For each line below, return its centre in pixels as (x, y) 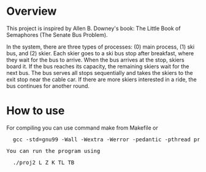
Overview (32, 11)
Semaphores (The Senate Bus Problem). (57, 34)
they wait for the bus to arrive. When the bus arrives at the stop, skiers (96, 60)
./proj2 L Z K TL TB (44, 162)
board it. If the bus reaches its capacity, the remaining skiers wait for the (98, 66)
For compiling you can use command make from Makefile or (82, 128)
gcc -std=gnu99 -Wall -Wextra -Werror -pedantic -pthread (102, 139)
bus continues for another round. (48, 86)
